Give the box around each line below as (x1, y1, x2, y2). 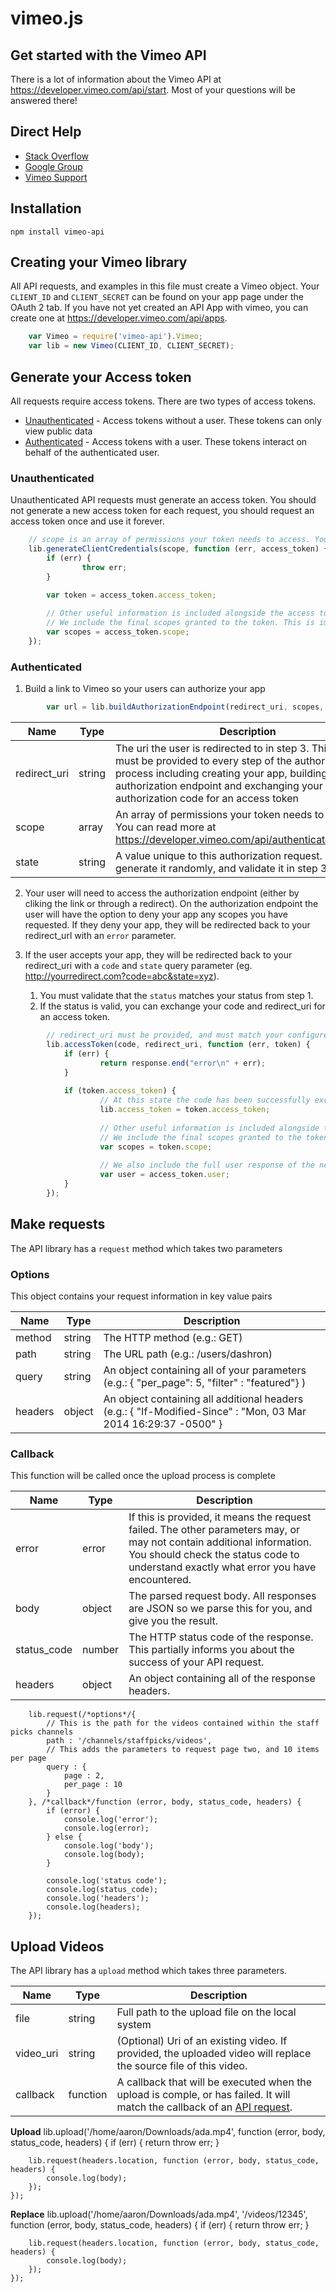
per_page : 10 (63, 1780, 123, 1790)
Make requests (10, 1216, 106, 1233)
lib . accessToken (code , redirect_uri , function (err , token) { (46, 1039, 311, 1049)
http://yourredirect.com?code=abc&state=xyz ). (24, 970, 220, 982)
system (116, 2018, 152, 2032)
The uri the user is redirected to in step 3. (115, 742, 310, 756)
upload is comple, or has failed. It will (116, 2088, 291, 2102)
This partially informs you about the (128, 1643, 295, 1657)
